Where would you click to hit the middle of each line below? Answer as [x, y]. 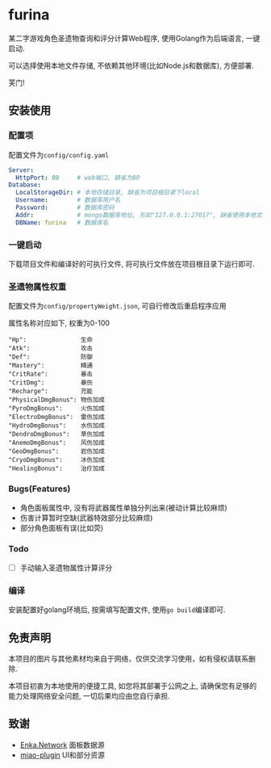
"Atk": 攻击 [50, 349]
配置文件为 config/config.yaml [58, 154]
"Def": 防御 [50, 357]
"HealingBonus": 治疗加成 [56, 469]
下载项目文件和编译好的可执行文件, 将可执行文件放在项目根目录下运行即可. [132, 263]
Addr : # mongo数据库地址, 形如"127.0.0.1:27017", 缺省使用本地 [136, 215]
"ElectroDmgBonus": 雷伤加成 [56, 418]
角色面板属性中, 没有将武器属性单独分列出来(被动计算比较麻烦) [123, 507]
